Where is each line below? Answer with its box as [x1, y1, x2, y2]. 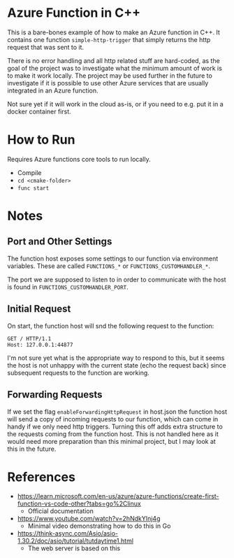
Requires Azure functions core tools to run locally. [7, 155, 152, 163]
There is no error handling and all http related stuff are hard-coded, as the [7, 56, 220, 64]
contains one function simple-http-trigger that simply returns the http [7, 35, 211, 43]
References [7, 469, 75, 484]
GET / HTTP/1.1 [7, 335, 52, 342]
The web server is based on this [27, 544, 121, 552]
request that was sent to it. [7, 43, 85, 51]
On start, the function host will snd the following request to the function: [7, 321, 214, 330]
